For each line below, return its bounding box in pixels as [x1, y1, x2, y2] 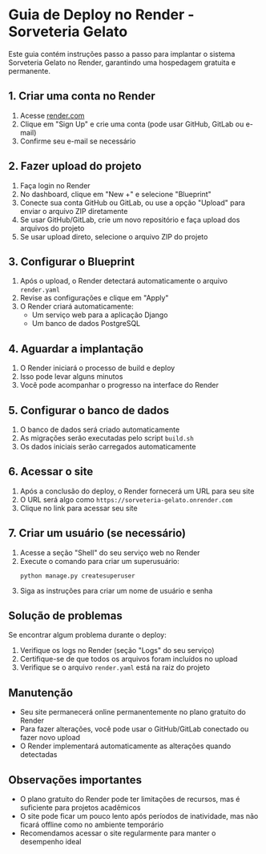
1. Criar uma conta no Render [8, 90, 155, 103]
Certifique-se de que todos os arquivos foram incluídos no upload [19, 655, 238, 664]
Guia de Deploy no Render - [8, 6, 195, 24]
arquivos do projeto [19, 223, 85, 233]
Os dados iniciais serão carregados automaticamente [19, 442, 196, 451]
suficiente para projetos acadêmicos [19, 803, 141, 812]
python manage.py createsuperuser [19, 571, 135, 580]
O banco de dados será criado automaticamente [19, 425, 180, 434]
